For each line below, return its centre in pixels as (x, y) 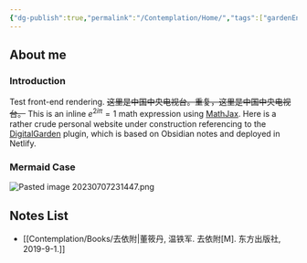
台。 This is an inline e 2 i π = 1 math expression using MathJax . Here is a (143, 113)
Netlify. (23, 143)
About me (38, 55)
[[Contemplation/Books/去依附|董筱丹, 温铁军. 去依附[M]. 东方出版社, (152, 239)
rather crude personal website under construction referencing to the (138, 123)
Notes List (39, 216)
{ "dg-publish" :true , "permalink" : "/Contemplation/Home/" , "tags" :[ (136, 18)
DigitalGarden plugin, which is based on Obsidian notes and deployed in (145, 133)
